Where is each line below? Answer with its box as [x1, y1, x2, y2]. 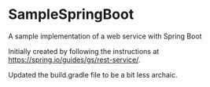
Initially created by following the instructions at [8, 46, 160, 56]
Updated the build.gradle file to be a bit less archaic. [8, 70, 179, 79]
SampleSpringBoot [8, 5, 134, 24]
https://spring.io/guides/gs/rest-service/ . [8, 55, 141, 64]
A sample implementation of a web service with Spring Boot [8, 31, 202, 41]
